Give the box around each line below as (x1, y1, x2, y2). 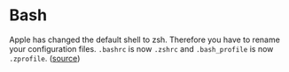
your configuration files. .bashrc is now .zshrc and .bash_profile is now (9, 43, 274, 54)
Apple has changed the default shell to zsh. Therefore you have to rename (9, 34, 281, 45)
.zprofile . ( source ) (9, 53, 81, 63)
